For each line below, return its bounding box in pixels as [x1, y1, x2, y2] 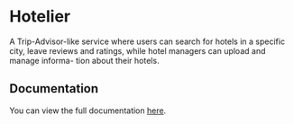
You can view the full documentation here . [9, 105, 167, 116]
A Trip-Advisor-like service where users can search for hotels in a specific [9, 36, 286, 47]
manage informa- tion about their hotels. [9, 55, 160, 66]
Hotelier [9, 6, 71, 27]
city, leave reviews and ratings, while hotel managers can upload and [9, 45, 266, 56]
